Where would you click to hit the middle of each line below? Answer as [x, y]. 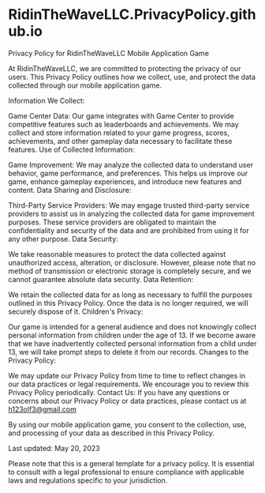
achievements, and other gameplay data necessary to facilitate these [120, 141]
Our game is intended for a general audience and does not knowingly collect [132, 326]
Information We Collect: [47, 100]
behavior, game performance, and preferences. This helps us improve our [128, 173]
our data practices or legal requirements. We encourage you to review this [129, 384]
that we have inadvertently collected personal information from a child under [132, 343]
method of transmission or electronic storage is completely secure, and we [130, 271]
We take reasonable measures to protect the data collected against [117, 254]
